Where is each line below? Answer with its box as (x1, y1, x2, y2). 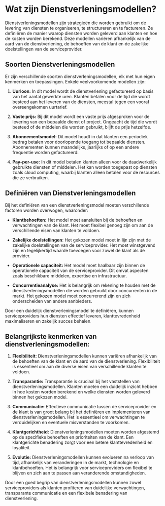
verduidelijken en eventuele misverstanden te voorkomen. (12, 420, 130, 426)
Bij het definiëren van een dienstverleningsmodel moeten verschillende (5, 202, 149, 208)
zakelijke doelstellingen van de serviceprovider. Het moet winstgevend (12, 242, 156, 248)
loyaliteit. (12, 445, 31, 451)
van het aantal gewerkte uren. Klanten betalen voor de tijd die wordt (12, 93, 150, 99)
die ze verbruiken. (12, 174, 49, 181)
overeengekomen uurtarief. (12, 104, 68, 110)
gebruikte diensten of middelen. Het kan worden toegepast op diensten (12, 164, 158, 170)
